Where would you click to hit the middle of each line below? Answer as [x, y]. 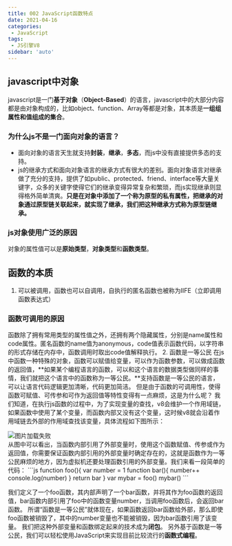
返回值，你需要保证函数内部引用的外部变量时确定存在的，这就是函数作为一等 [116, 453]
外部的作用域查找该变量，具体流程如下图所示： [98, 421]
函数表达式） [36, 299]
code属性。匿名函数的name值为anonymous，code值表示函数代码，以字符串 [116, 344]
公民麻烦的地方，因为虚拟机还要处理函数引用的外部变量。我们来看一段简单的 [116, 462]
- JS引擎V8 [25, 45]
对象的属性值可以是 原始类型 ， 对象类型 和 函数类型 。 [80, 249]
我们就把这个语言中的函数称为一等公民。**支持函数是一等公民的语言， [119, 378]
